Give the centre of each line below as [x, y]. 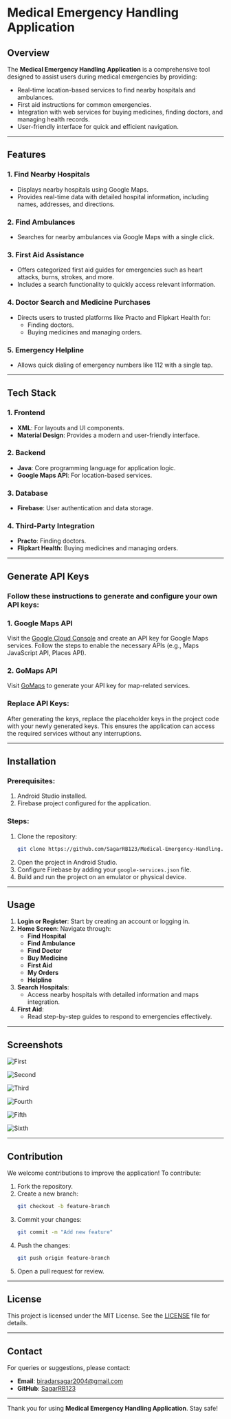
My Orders [43, 973]
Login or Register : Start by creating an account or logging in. [103, 921]
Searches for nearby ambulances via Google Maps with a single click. [115, 236]
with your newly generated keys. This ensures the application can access [111, 726]
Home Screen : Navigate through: [64, 929]
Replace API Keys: [38, 703]
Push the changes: [44, 1245]
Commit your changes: [49, 1219]
